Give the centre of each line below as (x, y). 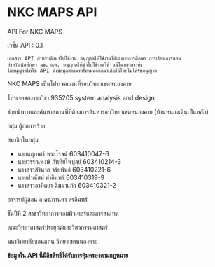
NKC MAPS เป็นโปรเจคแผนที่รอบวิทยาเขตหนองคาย (69, 83)
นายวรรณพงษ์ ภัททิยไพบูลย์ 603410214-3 (69, 161)
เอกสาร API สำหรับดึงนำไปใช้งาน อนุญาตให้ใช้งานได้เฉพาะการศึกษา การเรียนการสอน (94, 58)
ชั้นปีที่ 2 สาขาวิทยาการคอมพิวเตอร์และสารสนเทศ (63, 213)
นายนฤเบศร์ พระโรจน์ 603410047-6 (63, 153)
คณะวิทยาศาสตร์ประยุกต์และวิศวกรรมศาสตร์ (58, 227)
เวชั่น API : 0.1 (25, 45)
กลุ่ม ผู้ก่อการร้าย (26, 125)
